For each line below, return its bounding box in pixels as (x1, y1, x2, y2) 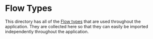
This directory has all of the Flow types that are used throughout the (5, 19, 141, 24)
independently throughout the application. (5, 29, 89, 34)
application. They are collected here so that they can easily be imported (5, 23, 149, 29)
